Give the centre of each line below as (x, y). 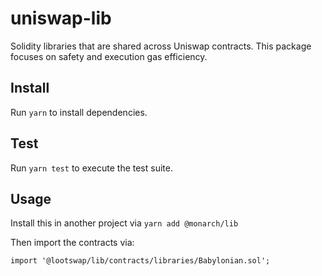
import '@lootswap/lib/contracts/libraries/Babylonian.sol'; (140, 261)
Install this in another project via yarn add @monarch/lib (124, 223)
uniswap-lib (61, 18)
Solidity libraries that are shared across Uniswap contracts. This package (161, 46)
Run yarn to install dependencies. (79, 112)
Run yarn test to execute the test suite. (91, 168)
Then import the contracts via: (72, 243)
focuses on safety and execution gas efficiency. (109, 56)
